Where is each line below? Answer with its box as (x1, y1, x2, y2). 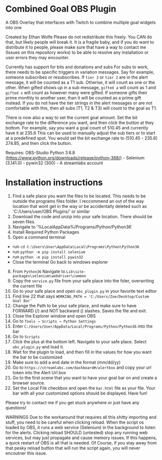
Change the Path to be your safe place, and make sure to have (12, 302, 137, 308)
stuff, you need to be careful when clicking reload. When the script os (5, 419, 144, 425)
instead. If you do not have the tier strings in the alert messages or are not (5, 100, 153, 106)
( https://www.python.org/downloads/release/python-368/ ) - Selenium (5, 155, 145, 160)
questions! (5, 405, 27, 411)
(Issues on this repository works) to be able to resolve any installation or (5, 49, 149, 55)
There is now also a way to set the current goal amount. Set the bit (5, 114, 138, 120)
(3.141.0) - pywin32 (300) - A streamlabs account (5, 160, 103, 166)
